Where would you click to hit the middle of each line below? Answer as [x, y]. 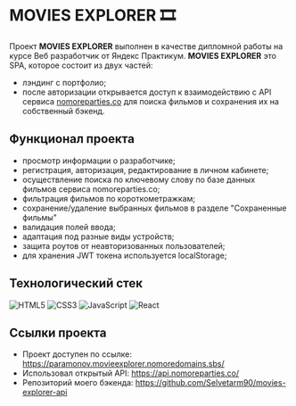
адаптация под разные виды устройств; [98, 236]
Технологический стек [76, 283]
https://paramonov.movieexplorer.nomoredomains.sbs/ [123, 364]
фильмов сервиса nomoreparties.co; [91, 189]
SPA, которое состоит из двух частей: [81, 65]
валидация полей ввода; [69, 227]
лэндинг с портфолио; [64, 82]
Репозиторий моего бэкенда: [78, 383]
